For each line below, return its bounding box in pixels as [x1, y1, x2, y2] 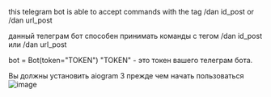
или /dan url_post [8, 40, 67, 49]
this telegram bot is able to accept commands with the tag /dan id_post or [8, 7, 255, 16]
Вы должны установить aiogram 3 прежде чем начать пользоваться [8, 71, 244, 80]
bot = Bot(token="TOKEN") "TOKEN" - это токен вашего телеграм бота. [8, 56, 253, 65]
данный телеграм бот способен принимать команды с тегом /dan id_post [8, 32, 263, 40]
